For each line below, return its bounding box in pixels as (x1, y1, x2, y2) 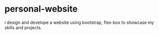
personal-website (4, 3, 78, 15)
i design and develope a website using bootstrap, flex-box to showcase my (4, 19, 154, 25)
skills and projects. (4, 24, 42, 30)
